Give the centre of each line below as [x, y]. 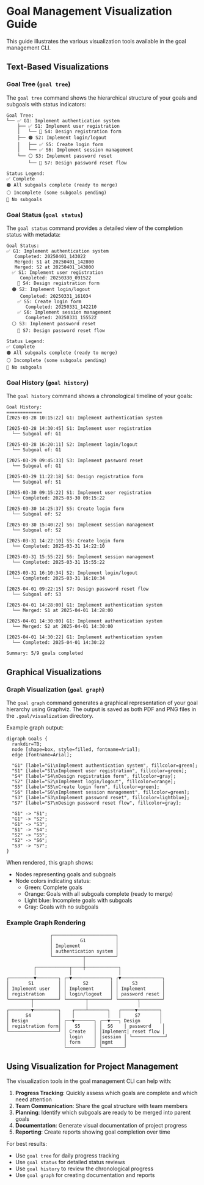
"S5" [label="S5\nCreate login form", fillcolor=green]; [86, 787]
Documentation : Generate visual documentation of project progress [101, 1126]
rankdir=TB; [27, 744]
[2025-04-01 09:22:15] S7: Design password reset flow [78, 589]
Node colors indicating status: [53, 880]
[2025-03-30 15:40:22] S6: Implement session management [80, 525]
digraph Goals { [27, 739]
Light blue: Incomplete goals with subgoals [78, 900]
